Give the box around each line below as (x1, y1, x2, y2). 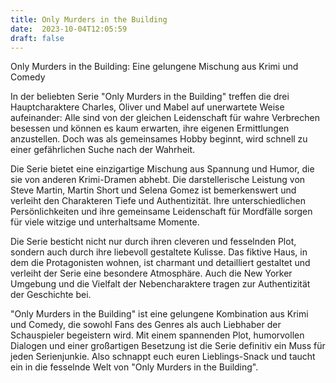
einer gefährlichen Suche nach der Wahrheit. (10, 144, 196, 156)
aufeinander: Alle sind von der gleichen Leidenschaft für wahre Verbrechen (10, 112, 320, 124)
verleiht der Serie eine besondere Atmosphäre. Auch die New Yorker (10, 267, 293, 280)
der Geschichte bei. (10, 289, 92, 301)
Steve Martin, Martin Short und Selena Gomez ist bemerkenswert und (10, 184, 297, 196)
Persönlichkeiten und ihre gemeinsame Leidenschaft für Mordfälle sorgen (10, 206, 313, 218)
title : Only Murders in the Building (10, 14, 168, 25)
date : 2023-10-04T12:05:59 (10, 24, 128, 34)
